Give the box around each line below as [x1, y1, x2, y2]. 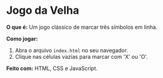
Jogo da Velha [6, 4, 80, 17]
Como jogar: [6, 35, 38, 42]
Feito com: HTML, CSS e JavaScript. [6, 64, 98, 72]
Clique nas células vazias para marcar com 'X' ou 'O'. [14, 53, 148, 60]
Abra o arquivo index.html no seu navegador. [14, 46, 128, 54]
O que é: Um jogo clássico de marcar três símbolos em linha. [6, 23, 158, 31]
